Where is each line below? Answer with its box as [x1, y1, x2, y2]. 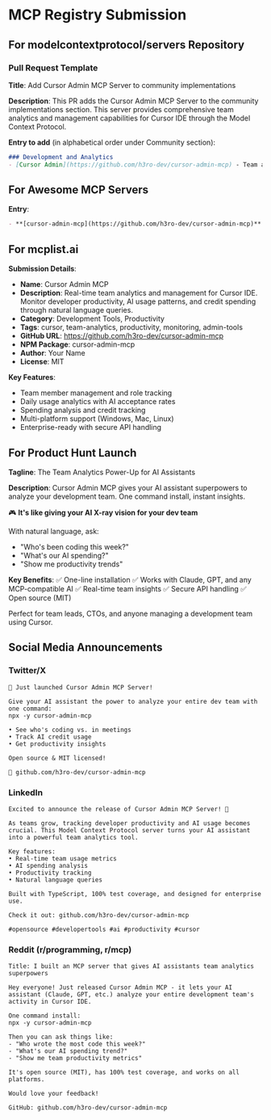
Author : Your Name [19, 348, 86, 358]
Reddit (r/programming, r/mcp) [8, 944, 132, 955]
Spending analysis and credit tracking [19, 406, 146, 415]
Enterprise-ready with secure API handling [19, 423, 162, 432]
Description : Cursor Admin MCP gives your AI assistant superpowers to [8, 482, 248, 492]
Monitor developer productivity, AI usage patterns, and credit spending [19, 297, 256, 306]
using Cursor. [8, 617, 53, 627]
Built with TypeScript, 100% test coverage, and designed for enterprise [8, 890, 262, 898]
